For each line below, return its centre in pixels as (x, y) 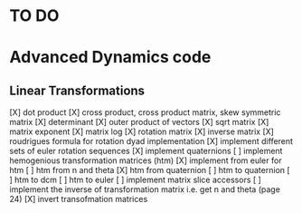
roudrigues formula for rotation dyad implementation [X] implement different (151, 141)
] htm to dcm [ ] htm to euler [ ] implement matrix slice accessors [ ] (136, 180)
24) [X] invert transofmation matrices (79, 199)
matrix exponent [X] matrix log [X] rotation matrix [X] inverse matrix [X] (142, 131)
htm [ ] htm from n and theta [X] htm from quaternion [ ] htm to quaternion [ (150, 170)
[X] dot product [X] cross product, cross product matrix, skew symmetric (145, 112)
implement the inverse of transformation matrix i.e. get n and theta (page (145, 189)
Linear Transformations (77, 90)
